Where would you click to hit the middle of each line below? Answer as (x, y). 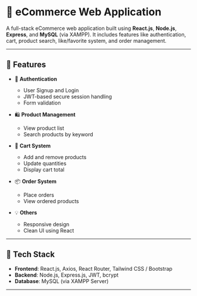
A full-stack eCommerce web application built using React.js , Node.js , (91, 28)
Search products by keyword (58, 134)
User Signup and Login (51, 90)
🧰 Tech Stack (30, 255)
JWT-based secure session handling (68, 96)
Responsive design (46, 224)
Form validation (42, 103)
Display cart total (44, 169)
